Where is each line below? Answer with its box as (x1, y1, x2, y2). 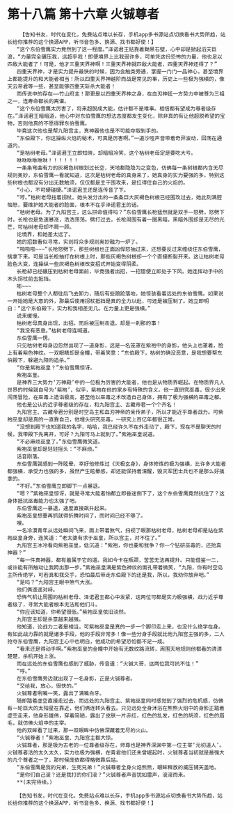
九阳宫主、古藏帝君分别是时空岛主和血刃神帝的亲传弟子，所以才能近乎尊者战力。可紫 (16, 408, 224, 415)
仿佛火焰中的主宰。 (22, 719, 70, 727)
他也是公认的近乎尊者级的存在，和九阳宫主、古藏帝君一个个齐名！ (16, 401, 177, 408)
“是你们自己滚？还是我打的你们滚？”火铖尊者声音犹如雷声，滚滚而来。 (16, 771, 189, 778)
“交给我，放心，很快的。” (16, 682, 78, 690)
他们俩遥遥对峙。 (16, 586, 58, 593)
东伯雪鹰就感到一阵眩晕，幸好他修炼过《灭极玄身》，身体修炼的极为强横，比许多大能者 (16, 460, 227, 467)
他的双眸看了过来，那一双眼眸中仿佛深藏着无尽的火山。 (16, 727, 152, 734)
